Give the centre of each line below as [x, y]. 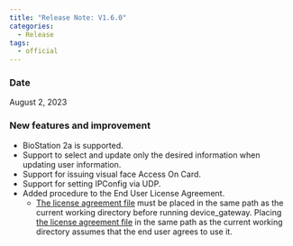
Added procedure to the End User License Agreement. [124, 193]
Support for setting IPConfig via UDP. [92, 183]
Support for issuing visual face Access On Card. [111, 174]
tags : [19, 43]
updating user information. [72, 164]
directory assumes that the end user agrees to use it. [134, 232]
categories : [32, 26]
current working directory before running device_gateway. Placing [159, 212]
